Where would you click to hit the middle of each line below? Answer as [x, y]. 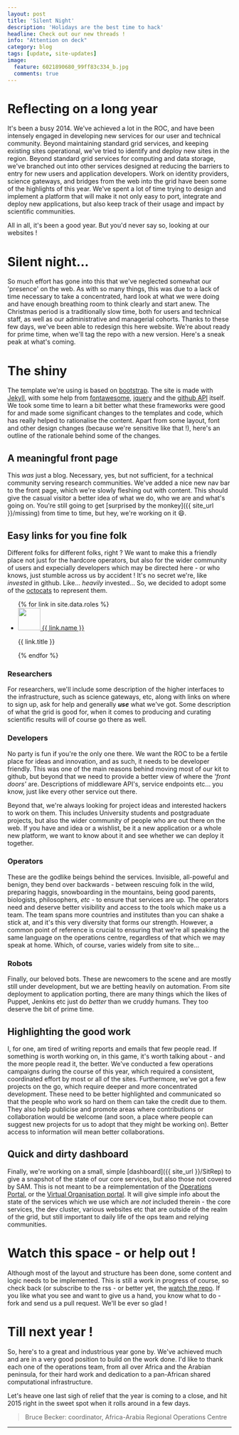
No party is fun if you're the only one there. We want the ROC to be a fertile [118, 753]
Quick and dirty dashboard [68, 1154]
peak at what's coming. [42, 342]
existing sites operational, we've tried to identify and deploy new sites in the [118, 151]
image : [17, 61]
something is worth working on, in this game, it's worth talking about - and [116, 1056]
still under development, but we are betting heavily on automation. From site [119, 987]
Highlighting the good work [69, 1032]
